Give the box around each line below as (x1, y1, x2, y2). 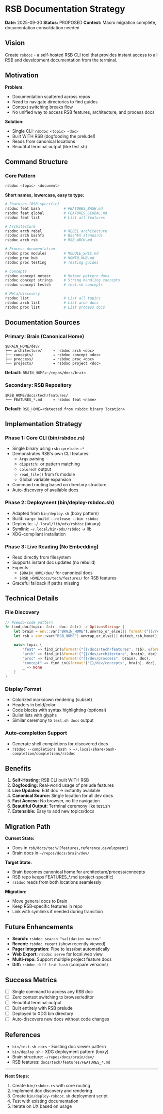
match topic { (14, 642, 42, 647)
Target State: (5, 859, 32, 865)
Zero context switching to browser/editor (12, 994, 94, 1000)
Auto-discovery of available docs (12, 487, 79, 493)
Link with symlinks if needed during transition (12, 909, 103, 915)
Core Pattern (5, 172, 36, 179)
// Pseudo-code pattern (5, 620, 53, 625)
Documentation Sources (5, 318, 80, 327)
